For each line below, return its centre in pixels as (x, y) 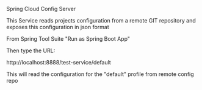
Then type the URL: (31, 50)
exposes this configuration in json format (58, 27)
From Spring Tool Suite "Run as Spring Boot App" (68, 39)
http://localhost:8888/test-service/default (59, 62)
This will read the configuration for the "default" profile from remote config (100, 74)
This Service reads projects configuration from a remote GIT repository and (101, 20)
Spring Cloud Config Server (41, 9)
